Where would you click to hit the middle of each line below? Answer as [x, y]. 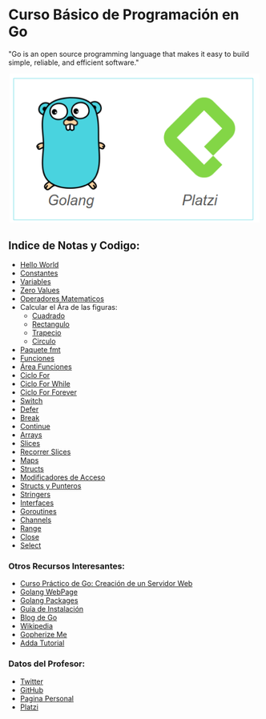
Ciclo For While [45, 384]
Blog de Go [38, 617]
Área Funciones [46, 367]
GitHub [32, 689]
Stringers [35, 494]
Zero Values [40, 290]
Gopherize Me [43, 635]
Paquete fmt [40, 349]
